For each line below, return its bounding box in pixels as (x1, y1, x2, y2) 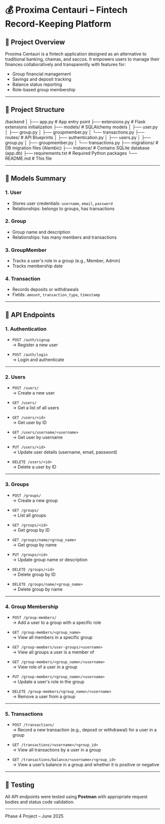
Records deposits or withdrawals (12, 287, 79, 292)
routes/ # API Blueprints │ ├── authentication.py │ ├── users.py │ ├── (5, 134, 151, 140)
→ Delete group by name (12, 586, 63, 592)
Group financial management (12, 71, 71, 77)
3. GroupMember (5, 247, 47, 253)
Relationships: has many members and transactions (12, 234, 117, 240)
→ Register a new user (12, 342, 58, 348)
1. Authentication (5, 325, 47, 332)
